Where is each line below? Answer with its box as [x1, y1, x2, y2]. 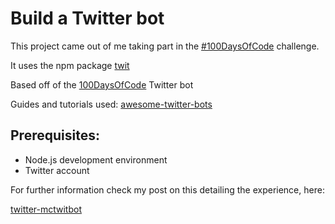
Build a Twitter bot [10, 7, 165, 30]
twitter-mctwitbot [10, 203, 82, 215]
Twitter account [24, 164, 90, 176]
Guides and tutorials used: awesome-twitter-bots [10, 98, 213, 110]
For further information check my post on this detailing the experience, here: [10, 183, 325, 196]
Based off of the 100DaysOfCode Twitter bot [10, 78, 194, 91]
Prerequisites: [10, 127, 100, 144]
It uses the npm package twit [10, 59, 130, 71]
